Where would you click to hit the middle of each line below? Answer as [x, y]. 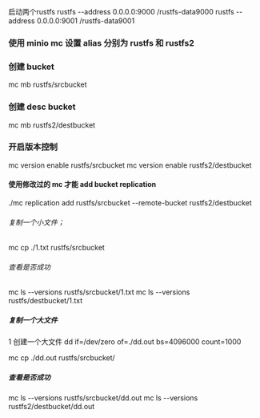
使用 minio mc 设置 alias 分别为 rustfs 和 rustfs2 [101, 43]
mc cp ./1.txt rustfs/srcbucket [57, 248]
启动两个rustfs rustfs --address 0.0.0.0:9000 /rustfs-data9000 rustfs [121, 12]
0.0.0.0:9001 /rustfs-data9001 [86, 21]
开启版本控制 [33, 147]
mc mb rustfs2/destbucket [52, 125]
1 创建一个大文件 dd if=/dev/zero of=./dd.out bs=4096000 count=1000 [125, 342]
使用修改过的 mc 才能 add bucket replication [82, 185]
